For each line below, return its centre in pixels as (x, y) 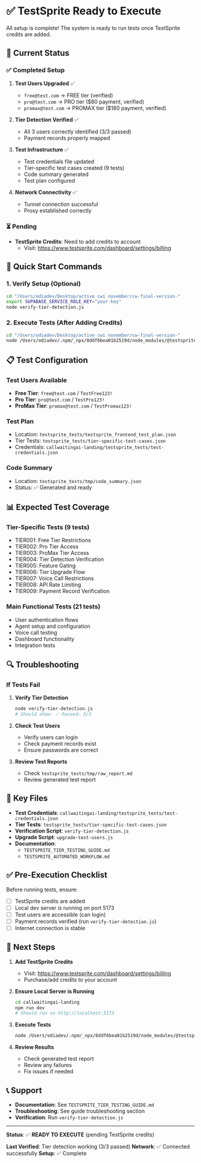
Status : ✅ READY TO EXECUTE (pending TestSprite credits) (80, 1135)
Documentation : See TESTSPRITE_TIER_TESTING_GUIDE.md (84, 1105)
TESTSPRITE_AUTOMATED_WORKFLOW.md (67, 857)
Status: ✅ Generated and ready (53, 487)
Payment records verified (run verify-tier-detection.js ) (86, 921)
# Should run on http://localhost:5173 (65, 1013)
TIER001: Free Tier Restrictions (53, 540)
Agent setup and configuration (53, 626)
